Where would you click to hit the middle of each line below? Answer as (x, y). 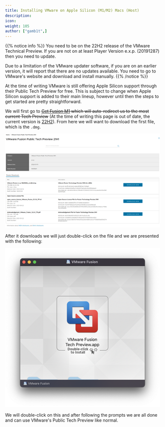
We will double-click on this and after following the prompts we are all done (81, 415)
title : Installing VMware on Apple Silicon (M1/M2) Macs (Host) (72, 10)
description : (18, 16)
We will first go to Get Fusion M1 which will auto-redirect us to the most (77, 111)
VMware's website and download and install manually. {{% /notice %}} (77, 76)
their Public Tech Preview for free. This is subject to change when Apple (78, 91)
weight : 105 (17, 26)
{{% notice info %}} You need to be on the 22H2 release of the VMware (78, 46)
